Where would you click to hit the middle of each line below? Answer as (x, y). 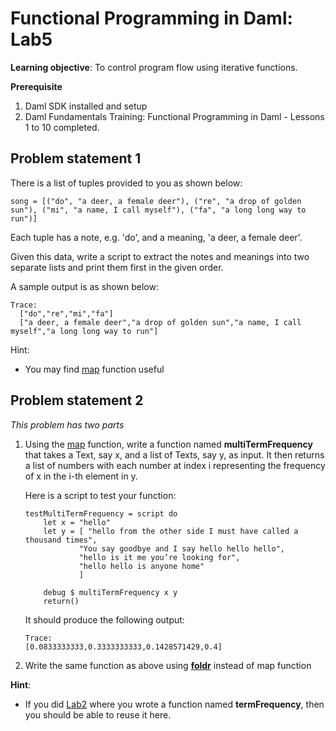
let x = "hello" (77, 522)
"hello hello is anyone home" (141, 566)
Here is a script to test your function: (100, 495)
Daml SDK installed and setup (86, 106)
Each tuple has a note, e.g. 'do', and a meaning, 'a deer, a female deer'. (156, 237)
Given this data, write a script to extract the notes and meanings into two (160, 256)
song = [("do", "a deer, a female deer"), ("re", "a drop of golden (156, 201)
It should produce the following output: (104, 619)
